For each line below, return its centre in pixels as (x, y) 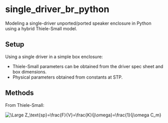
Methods (20, 93)
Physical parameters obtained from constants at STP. (67, 77)
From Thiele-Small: (25, 105)
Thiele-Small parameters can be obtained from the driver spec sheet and (88, 66)
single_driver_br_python (57, 9)
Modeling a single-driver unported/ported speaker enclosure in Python (78, 23)
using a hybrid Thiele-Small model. (41, 28)
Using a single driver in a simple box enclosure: (54, 56)
